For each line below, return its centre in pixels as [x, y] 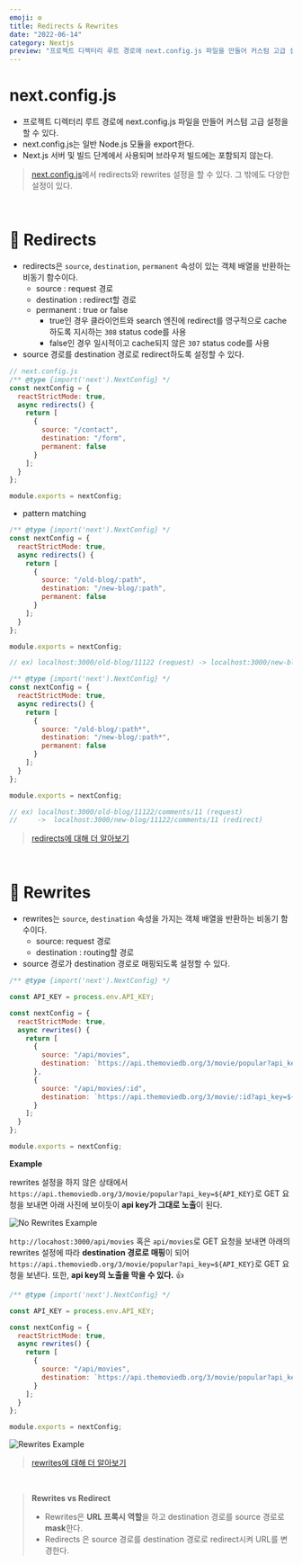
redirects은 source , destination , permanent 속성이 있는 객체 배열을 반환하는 [156, 266]
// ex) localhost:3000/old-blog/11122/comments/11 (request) [126, 812]
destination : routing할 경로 [85, 952]
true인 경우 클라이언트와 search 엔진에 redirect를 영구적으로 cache [168, 321]
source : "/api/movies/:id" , [94, 1088]
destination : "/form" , [84, 438]
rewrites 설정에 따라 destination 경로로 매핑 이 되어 [100, 1252]
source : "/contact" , [80, 430]
